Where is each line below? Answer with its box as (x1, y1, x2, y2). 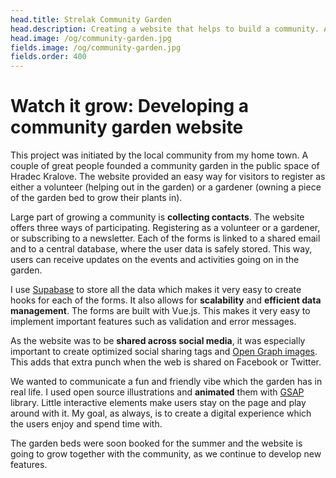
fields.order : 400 (10, 52, 87, 62)
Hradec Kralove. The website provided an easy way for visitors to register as (10, 171, 326, 183)
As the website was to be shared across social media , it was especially (10, 335, 306, 347)
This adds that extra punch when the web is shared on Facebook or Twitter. (10, 356, 322, 368)
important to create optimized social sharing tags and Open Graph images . (10, 346, 318, 358)
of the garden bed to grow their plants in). (10, 192, 183, 204)
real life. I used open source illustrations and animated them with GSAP (10, 386, 305, 398)
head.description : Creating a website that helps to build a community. (10, 24, 320, 34)
